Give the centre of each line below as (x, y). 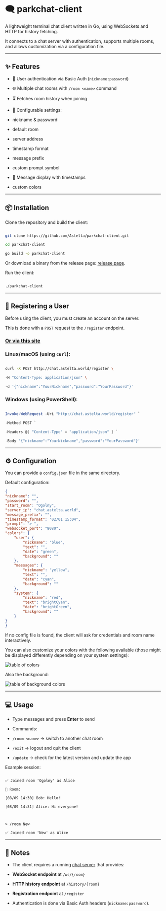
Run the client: (20, 273)
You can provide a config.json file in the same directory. (63, 473)
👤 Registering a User (37, 306)
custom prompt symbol (36, 168)
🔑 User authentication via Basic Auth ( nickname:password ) (70, 78)
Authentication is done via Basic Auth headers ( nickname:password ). (81, 903)
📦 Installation (27, 208)
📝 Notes (18, 853)
